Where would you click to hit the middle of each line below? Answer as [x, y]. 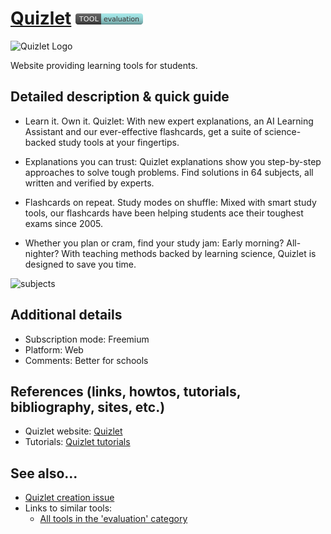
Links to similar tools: [68, 508]
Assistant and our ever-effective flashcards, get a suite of [143, 131]
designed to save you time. [80, 264]
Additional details [66, 315]
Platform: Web [54, 349]
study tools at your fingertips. [119, 142]
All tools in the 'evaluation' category [113, 519]
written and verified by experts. [89, 183]
